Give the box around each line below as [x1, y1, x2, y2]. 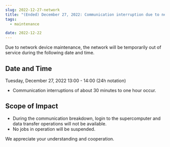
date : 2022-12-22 [5, 31, 42, 36]
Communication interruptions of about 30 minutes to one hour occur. [12, 87, 156, 93]
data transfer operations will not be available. [12, 120, 107, 126]
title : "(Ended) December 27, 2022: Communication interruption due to [5, 12, 159, 17]
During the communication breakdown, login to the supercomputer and [12, 115, 161, 121]
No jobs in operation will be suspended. [12, 126, 96, 132]
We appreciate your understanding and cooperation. [5, 135, 115, 141]
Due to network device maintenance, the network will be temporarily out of [5, 44, 161, 50]
